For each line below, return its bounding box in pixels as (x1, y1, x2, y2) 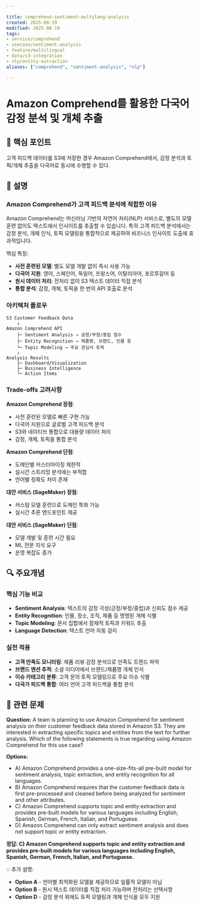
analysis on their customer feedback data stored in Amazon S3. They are (6, 722, 186, 729)
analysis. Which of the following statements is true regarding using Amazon (6, 735, 192, 742)
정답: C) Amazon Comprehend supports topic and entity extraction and (6, 840, 185, 848)
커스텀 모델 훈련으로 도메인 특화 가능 (14, 501, 100, 508)
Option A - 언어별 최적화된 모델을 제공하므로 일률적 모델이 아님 (14, 878, 162, 885)
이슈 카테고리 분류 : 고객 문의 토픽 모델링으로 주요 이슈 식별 (14, 673, 150, 680)
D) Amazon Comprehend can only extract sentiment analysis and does (14, 821, 189, 828)
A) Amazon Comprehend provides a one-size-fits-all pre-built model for (14, 765, 192, 772)
